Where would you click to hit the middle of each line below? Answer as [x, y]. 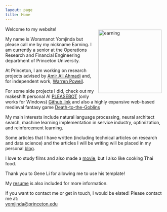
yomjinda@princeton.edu [32, 204]
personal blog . [20, 148]
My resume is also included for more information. [56, 183]
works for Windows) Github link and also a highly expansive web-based [80, 101]
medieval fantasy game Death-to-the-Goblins [53, 107]
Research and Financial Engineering [43, 55]
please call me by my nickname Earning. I [49, 44]
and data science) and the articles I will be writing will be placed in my [78, 143]
